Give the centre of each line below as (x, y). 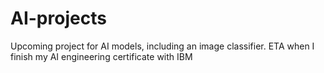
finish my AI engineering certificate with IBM (101, 56)
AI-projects (58, 18)
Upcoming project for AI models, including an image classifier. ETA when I (162, 46)
